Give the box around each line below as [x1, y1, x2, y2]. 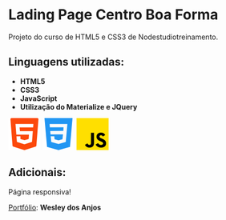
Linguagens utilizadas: [8, 55, 125, 69]
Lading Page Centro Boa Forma [8, 6, 219, 24]
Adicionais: [8, 166, 67, 179]
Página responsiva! [8, 186, 72, 197]
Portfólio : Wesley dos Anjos [8, 202, 102, 212]
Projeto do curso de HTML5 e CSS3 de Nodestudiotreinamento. [8, 32, 219, 42]
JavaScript [19, 94, 58, 103]
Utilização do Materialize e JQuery [19, 102, 138, 111]
